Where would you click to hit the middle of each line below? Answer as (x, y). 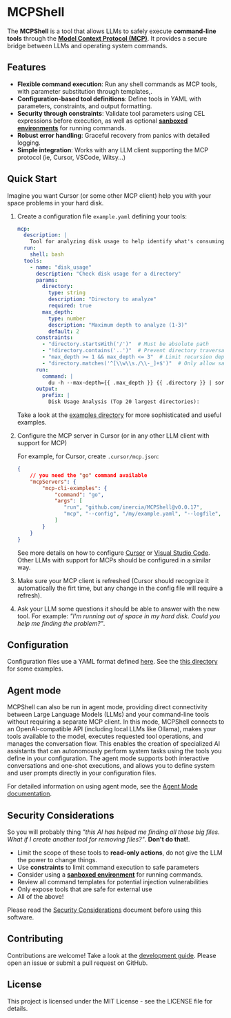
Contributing (35, 939)
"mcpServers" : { (53, 482)
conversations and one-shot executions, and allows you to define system (111, 766)
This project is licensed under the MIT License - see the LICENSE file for (110, 1001)
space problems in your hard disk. (56, 203)
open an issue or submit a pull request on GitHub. (78, 963)
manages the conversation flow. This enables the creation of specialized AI (114, 744)
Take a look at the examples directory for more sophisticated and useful (119, 415)
